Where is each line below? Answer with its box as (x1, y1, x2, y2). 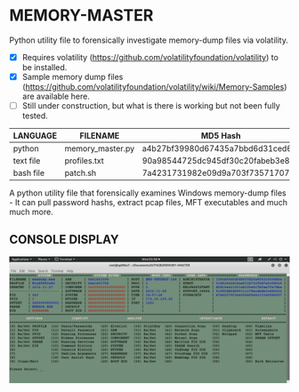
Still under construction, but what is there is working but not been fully (21, 100, 280, 111)
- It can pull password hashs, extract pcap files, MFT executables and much (9, 196, 287, 207)
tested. (21, 110, 49, 121)
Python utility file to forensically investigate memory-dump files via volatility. (9, 35, 289, 45)
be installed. (21, 62, 68, 72)
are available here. (21, 91, 91, 102)
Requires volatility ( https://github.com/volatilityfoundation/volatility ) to (21, 52, 279, 62)
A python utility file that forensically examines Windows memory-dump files (9, 188, 287, 198)
